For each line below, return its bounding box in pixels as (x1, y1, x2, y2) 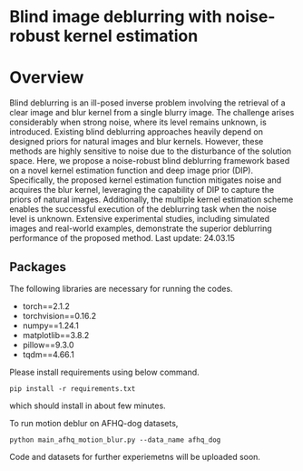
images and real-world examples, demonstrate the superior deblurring (9, 223, 272, 234)
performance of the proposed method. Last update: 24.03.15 (9, 233, 236, 244)
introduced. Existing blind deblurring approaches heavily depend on (9, 126, 263, 137)
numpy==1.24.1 (22, 320, 79, 331)
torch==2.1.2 (22, 300, 71, 311)
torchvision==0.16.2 (22, 310, 97, 321)
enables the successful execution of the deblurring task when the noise (9, 204, 278, 215)
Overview (9, 67, 84, 88)
